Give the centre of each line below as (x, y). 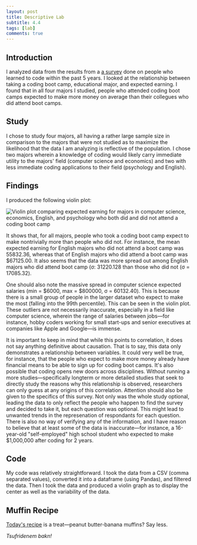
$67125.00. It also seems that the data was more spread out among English (97, 260)
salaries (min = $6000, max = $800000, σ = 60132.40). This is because (93, 291)
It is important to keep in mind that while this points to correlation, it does (94, 340)
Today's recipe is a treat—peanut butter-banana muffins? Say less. (87, 525)
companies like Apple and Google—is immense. (64, 328)
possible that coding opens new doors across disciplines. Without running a (98, 371)
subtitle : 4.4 (24, 22)
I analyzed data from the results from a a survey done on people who (90, 71)
